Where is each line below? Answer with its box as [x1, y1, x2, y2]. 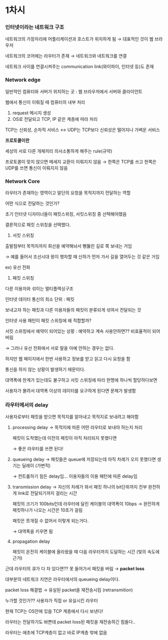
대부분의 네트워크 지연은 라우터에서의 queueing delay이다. [5, 576, 120, 582]
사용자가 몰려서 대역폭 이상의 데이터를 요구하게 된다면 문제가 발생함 [5, 388, 136, 394]
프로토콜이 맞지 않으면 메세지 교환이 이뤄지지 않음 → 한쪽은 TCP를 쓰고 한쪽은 [5, 158, 156, 164]
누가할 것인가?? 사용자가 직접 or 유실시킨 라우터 [5, 597, 98, 604]
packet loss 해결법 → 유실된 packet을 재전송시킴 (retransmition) [5, 587, 133, 593]
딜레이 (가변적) [21, 463, 51, 469]
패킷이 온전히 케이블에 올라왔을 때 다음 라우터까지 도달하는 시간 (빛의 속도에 [12, 549, 160, 555]
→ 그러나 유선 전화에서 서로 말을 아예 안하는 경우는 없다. [5, 345, 115, 351]
